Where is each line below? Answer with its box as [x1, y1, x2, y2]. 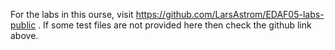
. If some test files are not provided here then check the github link [38, 19, 312, 31]
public [10, 19, 37, 31]
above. [10, 30, 39, 41]
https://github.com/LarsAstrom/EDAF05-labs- [135, 9, 325, 20]
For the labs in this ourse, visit [10, 9, 134, 20]
